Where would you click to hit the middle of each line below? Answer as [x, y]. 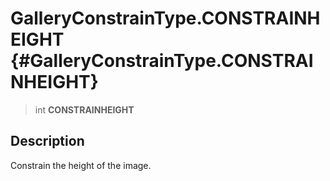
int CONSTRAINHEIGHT [84, 109]
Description [47, 141]
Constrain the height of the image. [81, 165]
